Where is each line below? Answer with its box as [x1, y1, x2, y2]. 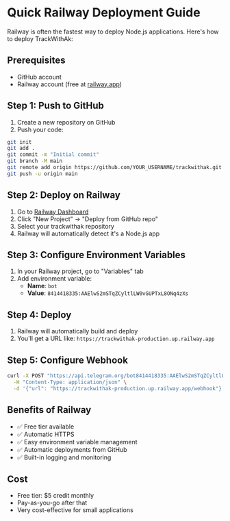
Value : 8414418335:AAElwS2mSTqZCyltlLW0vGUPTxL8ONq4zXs [27, 289, 189, 297]
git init [7, 138, 32, 145]
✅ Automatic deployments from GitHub [16, 445, 128, 453]
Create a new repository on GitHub [16, 118, 116, 126]
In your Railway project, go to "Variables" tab [16, 267, 144, 275]
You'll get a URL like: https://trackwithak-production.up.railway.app [16, 334, 215, 343]
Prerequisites [7, 55, 66, 66]
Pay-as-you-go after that [16, 498, 88, 507]
